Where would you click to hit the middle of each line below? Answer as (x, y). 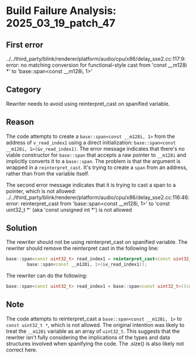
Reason (20, 122)
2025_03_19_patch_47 (61, 23)
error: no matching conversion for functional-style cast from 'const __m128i (97, 65)
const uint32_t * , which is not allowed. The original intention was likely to (95, 325)
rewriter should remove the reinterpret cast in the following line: (83, 248)
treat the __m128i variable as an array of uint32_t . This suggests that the (93, 331)
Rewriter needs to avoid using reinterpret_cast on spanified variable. (88, 104)
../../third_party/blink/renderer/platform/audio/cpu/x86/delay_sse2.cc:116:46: (98, 197)
